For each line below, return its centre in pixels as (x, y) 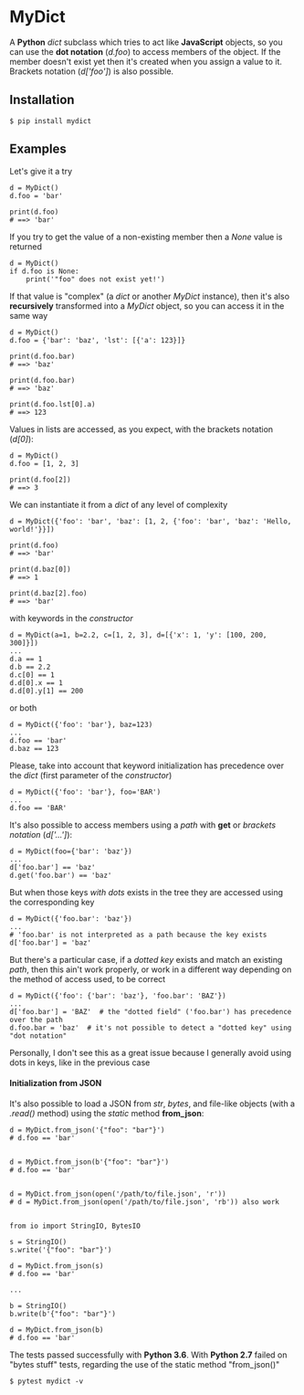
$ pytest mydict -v (47, 1381)
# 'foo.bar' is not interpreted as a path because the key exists (138, 935)
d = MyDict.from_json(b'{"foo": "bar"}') (89, 1162)
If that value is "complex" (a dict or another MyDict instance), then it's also (150, 296)
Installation (42, 100)
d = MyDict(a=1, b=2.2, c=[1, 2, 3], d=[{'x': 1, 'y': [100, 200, (138, 635)
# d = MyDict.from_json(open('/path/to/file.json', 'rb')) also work (145, 1202)
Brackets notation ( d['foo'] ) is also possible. (92, 71)
